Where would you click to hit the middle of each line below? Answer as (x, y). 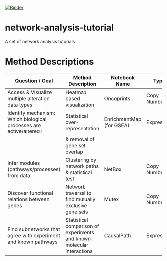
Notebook (123, 77)
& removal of (80, 139)
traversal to (79, 193)
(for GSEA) (117, 125)
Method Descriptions (50, 62)
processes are (24, 125)
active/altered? (25, 131)
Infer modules (24, 163)
